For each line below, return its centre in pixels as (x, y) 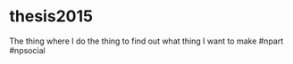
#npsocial (28, 50)
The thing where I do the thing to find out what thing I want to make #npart (146, 41)
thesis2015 (51, 16)
